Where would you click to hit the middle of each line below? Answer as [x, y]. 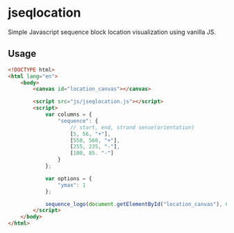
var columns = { [68, 114]
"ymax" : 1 [72, 185]
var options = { [68, 178]
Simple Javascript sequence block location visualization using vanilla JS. [112, 32]
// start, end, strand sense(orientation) [132, 127]
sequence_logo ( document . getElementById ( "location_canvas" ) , [134, 204]
